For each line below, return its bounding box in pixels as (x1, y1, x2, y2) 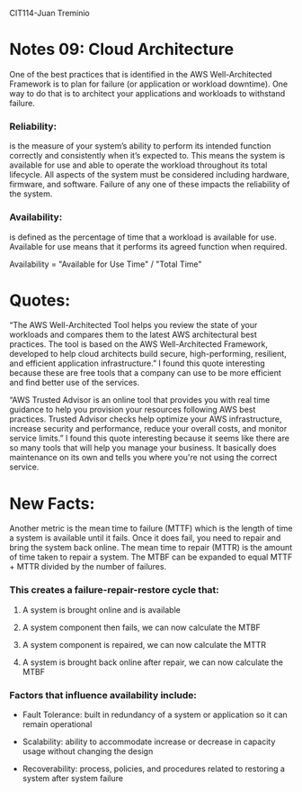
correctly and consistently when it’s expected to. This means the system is (9, 150, 286, 161)
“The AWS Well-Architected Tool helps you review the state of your (9, 320, 258, 331)
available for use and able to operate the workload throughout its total (9, 159, 268, 170)
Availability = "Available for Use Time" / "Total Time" (9, 259, 202, 269)
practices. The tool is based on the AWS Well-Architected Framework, (9, 339, 268, 350)
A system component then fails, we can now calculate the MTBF (22, 622, 261, 633)
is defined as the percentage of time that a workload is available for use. (9, 232, 277, 242)
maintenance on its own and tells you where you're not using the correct (9, 452, 278, 463)
